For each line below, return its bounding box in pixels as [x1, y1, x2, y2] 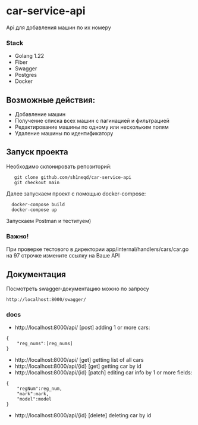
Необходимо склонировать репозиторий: [6, 163, 112, 170]
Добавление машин [14, 111, 66, 118]
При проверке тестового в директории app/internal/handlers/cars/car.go [6, 246, 189, 253]
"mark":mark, [17, 391, 49, 397]
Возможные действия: [6, 95, 96, 105]
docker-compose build [11, 201, 65, 207]
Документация [6, 269, 67, 280]
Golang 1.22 [14, 52, 45, 60]
